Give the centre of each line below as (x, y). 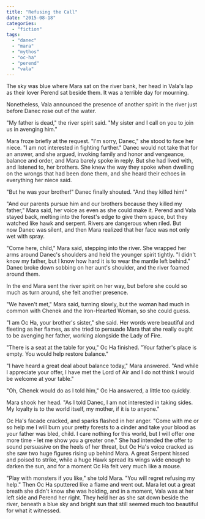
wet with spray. (25, 237)
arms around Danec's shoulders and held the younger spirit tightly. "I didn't (101, 255)
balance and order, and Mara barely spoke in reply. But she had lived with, (100, 161)
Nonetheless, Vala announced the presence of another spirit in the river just (102, 105)
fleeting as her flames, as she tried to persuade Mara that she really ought (100, 329)
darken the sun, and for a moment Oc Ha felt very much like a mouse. (94, 466)
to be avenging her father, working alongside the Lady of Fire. (84, 336)
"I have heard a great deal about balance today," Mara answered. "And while (102, 366)
